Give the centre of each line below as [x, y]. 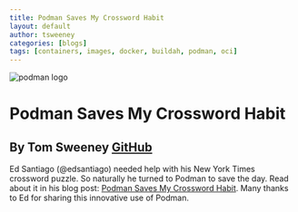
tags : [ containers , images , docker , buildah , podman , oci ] [124, 52]
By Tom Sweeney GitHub [81, 147]
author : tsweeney [42, 34]
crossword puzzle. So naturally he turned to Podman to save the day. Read [149, 178]
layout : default [40, 26]
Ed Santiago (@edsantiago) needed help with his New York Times [133, 169]
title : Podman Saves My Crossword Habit [87, 18]
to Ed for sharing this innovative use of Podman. [99, 198]
